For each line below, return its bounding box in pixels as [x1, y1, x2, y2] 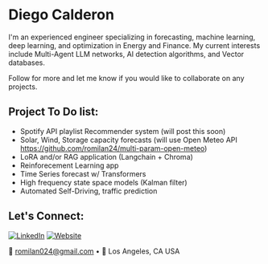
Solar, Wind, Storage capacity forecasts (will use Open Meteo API [19, 135, 237, 144]
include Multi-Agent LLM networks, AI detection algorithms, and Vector [8, 49, 245, 59]
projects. [8, 82, 38, 91]
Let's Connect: [8, 209, 85, 223]
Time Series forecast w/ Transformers [19, 169, 146, 178]
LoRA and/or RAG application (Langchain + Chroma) [19, 152, 193, 161]
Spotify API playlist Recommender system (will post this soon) [19, 126, 226, 136]
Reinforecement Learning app [19, 160, 119, 170]
